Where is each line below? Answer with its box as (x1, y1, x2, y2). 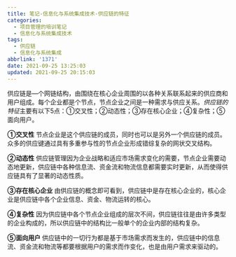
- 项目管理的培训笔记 (13, 23, 67, 30)
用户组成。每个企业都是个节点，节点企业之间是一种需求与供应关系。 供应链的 (7, 97, 228, 106)
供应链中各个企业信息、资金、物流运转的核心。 (19, 195, 155, 203)
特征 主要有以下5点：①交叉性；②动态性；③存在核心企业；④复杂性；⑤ (7, 106, 225, 115)
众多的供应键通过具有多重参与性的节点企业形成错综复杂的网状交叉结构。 (7, 139, 216, 147)
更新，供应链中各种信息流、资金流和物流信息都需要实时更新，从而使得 (19, 162, 222, 171)
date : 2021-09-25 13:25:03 (7, 62, 86, 69)
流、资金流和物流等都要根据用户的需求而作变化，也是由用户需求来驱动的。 (7, 242, 222, 251)
